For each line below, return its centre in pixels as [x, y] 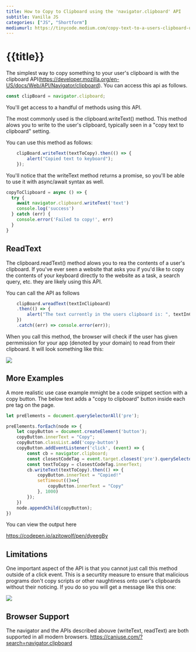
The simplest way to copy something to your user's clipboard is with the [93, 73]
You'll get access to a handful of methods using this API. [74, 107]
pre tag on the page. [31, 405]
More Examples [35, 378]
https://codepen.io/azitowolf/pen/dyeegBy [57, 536]
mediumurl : [19, 28]
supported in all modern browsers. [48, 637]
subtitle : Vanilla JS [32, 17]
